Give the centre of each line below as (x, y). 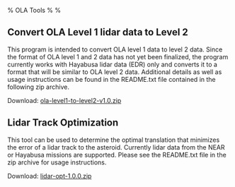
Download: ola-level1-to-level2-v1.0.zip (64, 100)
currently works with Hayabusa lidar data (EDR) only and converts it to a (113, 64)
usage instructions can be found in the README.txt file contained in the (111, 79)
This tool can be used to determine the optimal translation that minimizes (114, 140)
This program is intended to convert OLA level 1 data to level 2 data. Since (115, 49)
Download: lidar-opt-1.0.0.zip (50, 176)
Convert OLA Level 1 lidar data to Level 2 (98, 32)
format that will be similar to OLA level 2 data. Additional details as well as (115, 72)
